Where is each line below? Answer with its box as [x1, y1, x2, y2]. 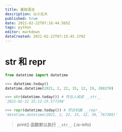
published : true [5, 16, 38, 21]
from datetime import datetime [5, 73, 68, 77]
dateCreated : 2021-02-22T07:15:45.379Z [5, 34, 86, 39]
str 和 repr [5, 57, 46, 68]
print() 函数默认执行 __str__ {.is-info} [16, 121, 91, 127]
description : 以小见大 [5, 12, 48, 16]
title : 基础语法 [5, 7, 35, 12]
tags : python [5, 25, 31, 30]
